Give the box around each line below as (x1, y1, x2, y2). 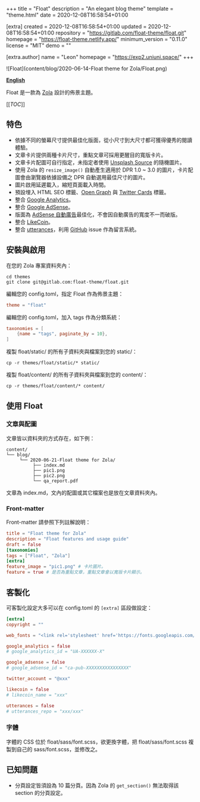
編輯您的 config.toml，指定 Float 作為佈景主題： (6, 290, 124, 297)
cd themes (6, 273, 31, 279)
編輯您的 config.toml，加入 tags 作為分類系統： (6, 313, 122, 321)
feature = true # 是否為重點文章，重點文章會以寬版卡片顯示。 (6, 569, 145, 576)
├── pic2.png (32, 473, 65, 478)
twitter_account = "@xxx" (6, 676, 70, 682)
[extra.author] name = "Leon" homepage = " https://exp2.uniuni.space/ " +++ (6, 54, 194, 60)
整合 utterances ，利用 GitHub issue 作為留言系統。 (14, 226, 140, 233)
